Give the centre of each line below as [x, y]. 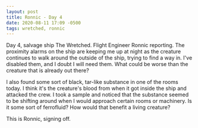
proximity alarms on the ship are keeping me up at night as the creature [94, 52]
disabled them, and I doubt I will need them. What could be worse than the [97, 64]
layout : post [22, 12]
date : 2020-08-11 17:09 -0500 [44, 23]
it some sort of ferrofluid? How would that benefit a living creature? [88, 107]
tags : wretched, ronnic [36, 28]
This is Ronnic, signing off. [39, 119]
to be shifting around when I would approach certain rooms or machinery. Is [99, 101]
